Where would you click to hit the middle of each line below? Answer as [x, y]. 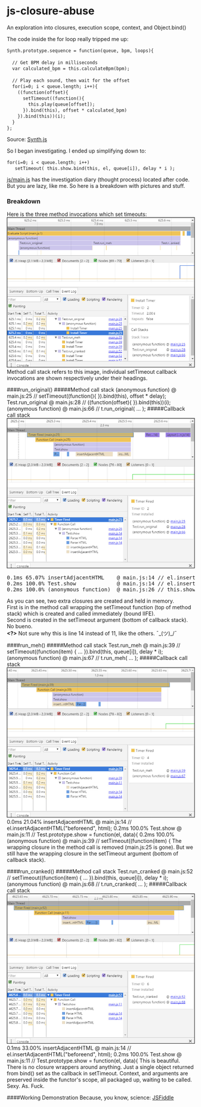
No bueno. [20, 627]
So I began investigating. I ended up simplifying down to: [77, 151]
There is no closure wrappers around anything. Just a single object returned [101, 1067]
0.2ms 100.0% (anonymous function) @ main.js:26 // [86, 590]
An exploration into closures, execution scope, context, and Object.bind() [97, 27]
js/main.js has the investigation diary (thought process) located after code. [98, 179]
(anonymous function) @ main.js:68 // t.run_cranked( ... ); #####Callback [97, 884]
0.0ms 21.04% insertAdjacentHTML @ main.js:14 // [69, 822]
